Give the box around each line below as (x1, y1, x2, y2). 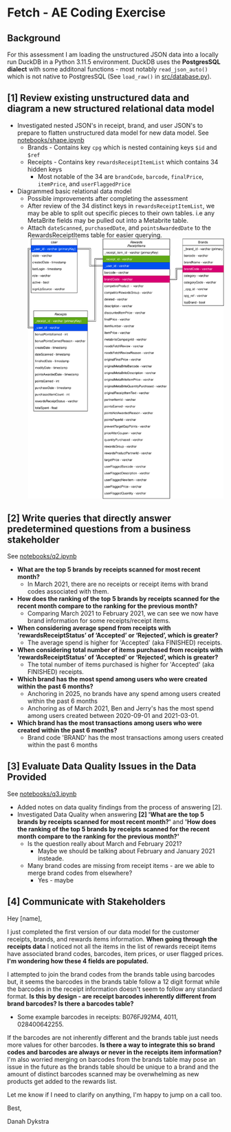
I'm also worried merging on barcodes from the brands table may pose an (7, 1055, 217, 1063)
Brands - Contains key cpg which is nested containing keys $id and (27, 143, 217, 151)
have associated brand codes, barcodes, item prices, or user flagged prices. (7, 949, 224, 957)
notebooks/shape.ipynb (16, 135, 85, 144)
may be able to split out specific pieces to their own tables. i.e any (27, 208, 215, 217)
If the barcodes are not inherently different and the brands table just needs (7, 1033, 219, 1041)
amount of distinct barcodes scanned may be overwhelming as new (7, 1069, 199, 1078)
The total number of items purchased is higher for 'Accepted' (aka (27, 660, 214, 668)
